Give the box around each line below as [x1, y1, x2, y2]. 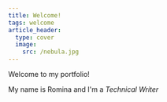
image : [15, 41, 37, 49]
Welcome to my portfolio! [8, 70, 91, 78]
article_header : [8, 26, 61, 34]
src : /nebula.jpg [22, 48, 80, 56]
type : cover [15, 33, 55, 42]
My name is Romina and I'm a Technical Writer [8, 85, 159, 94]
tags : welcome [8, 19, 55, 27]
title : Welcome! [8, 11, 61, 20]
